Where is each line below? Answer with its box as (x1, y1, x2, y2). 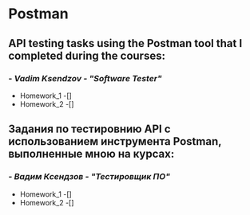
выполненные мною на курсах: (8, 147, 175, 161)
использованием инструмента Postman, (8, 135, 222, 148)
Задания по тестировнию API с (8, 123, 171, 136)
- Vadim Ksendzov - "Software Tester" (8, 72, 162, 84)
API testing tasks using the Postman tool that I (8, 37, 243, 50)
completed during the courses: (8, 49, 166, 62)
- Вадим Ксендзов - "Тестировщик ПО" (8, 171, 170, 182)
